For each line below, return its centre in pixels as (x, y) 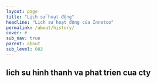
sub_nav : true (23, 38)
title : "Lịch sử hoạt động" (40, 17)
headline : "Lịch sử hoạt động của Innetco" (60, 22)
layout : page (22, 11)
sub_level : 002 (25, 49)
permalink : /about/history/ (40, 28)
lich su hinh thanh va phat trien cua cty (78, 73)
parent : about (23, 44)
